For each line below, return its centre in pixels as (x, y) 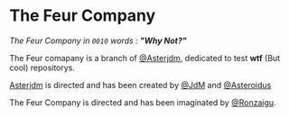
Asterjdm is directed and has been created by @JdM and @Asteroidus (140, 85)
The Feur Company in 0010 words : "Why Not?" (98, 40)
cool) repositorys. (42, 67)
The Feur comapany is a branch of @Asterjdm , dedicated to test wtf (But (145, 58)
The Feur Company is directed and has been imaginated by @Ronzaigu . (143, 102)
